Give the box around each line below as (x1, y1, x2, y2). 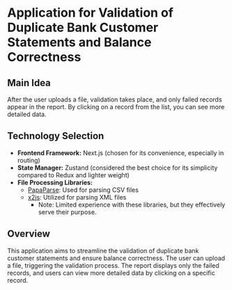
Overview (7, 228, 51, 240)
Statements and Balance (7, 35, 152, 50)
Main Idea (7, 76, 51, 88)
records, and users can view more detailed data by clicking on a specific (7, 268, 216, 277)
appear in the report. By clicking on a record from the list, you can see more (7, 103, 225, 111)
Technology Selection (7, 130, 105, 142)
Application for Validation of (7, 5, 174, 21)
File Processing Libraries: (17, 178, 93, 186)
